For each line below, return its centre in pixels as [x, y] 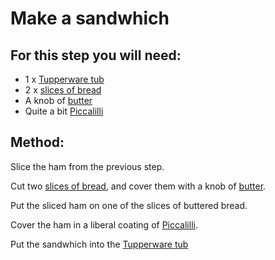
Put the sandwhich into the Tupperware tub [99, 244]
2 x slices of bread [63, 90]
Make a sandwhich [90, 18]
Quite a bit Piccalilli [64, 111]
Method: [37, 142]
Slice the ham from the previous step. [87, 166]
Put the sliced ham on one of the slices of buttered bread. [129, 205]
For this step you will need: [96, 55]
